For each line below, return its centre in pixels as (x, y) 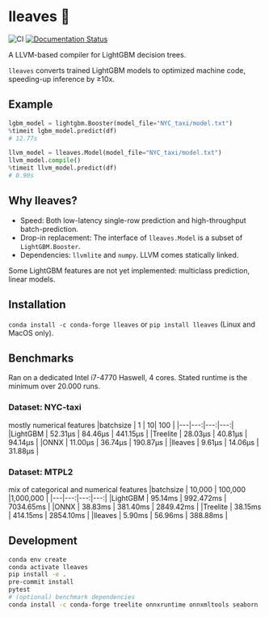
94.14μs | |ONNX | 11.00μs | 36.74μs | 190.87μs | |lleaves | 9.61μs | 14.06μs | (134, 442)
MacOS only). (31, 332)
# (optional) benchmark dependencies (72, 598)
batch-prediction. (49, 229)
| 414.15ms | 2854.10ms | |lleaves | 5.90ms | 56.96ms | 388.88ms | (118, 515)
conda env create (38, 559)
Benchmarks (41, 358)
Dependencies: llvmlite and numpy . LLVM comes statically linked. (129, 255)
